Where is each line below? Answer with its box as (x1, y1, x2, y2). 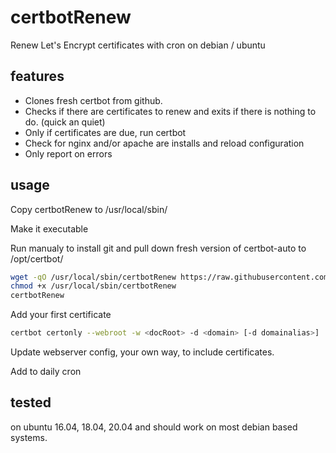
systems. (10, 431, 48, 443)
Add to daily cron (10, 366, 82, 378)
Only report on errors (24, 147, 113, 160)
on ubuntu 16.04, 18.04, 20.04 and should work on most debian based (10, 421, 298, 433)
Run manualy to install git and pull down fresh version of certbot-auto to (10, 242, 307, 254)
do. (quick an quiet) (24, 116, 106, 128)
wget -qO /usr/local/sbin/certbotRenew (10, 272, 177, 282)
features (10, 68, 65, 85)
